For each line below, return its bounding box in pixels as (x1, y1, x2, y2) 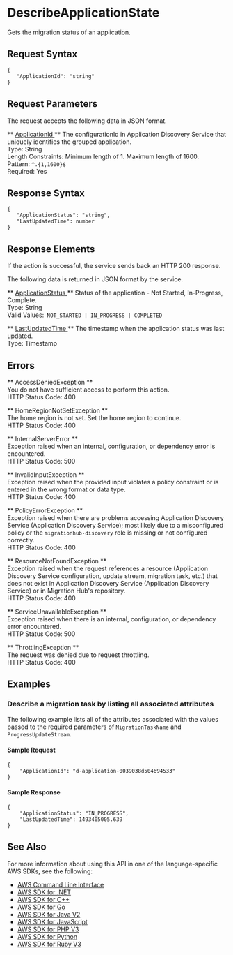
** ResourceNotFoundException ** (7, 557, 107, 565)
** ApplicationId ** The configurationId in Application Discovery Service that (7, 130, 227, 138)
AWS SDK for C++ (17, 895, 70, 903)
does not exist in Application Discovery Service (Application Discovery (7, 579, 209, 587)
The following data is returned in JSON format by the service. (7, 275, 183, 283)
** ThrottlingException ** (7, 644, 79, 651)
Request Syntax (7, 48, 78, 60)
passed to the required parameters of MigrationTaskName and (7, 723, 182, 731)
